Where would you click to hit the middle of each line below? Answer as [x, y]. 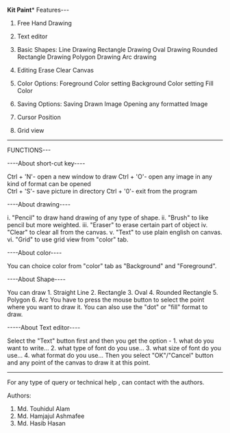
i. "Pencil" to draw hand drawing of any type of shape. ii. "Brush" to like [108, 218]
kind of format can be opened [49, 184]
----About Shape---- [37, 279]
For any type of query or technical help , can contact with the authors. [106, 382]
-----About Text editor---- [44, 327]
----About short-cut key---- [46, 163]
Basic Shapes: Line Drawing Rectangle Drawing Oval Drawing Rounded [117, 50]
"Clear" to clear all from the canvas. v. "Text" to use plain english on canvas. [115, 232]
